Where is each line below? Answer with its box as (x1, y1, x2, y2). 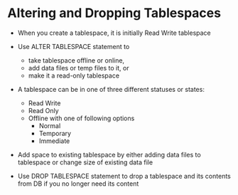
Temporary (38, 129, 72, 137)
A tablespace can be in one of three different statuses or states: (17, 85, 205, 93)
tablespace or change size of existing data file (17, 158, 153, 167)
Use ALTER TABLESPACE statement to (17, 42, 130, 51)
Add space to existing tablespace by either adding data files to (17, 150, 201, 159)
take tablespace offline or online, (28, 56, 125, 65)
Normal (38, 121, 61, 130)
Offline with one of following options (28, 114, 135, 122)
